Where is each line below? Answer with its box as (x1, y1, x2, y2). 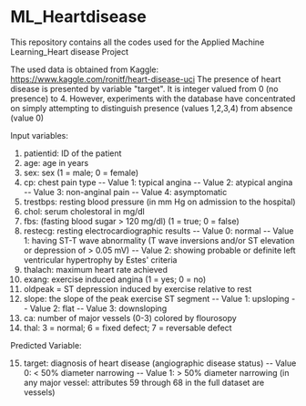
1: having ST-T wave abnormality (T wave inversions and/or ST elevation (23, 234, 295, 245)
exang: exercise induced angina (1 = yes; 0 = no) (23, 274, 207, 285)
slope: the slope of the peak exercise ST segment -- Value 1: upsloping (23, 293, 290, 304)
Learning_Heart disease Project (10, 46, 129, 57)
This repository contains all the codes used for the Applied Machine (10, 36, 265, 47)
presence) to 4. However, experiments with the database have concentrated (10, 93, 296, 104)
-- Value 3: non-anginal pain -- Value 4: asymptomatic (23, 186, 228, 197)
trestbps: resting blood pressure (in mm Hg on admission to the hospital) (23, 196, 296, 207)
